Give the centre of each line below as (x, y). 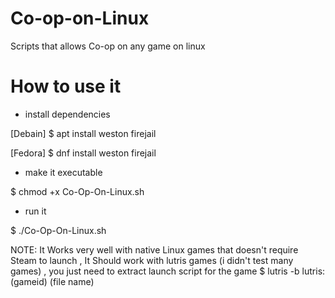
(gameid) (29, 281)
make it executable (63, 172)
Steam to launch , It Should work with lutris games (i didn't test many (152, 260)
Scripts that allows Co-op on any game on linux (108, 46)
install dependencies (67, 114)
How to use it (66, 86)
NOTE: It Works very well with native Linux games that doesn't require (154, 249)
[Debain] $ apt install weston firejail (83, 133)
